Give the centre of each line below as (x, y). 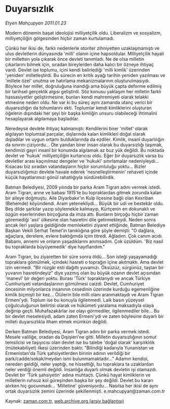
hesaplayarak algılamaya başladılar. (42, 118)
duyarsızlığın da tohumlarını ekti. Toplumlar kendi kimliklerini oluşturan (79, 108)
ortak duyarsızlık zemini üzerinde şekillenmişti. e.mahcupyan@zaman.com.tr (85, 391)
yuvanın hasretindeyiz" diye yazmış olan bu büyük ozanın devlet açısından (83, 273)
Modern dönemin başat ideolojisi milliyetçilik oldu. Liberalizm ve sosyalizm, (83, 33)
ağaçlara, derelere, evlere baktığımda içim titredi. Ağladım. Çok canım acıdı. (84, 236)
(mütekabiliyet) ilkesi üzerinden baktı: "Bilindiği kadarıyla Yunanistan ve (79, 348)
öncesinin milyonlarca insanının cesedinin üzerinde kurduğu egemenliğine (82, 289)
